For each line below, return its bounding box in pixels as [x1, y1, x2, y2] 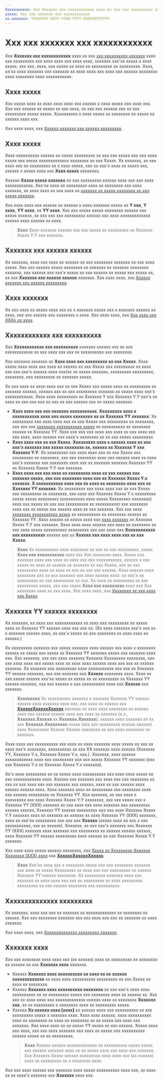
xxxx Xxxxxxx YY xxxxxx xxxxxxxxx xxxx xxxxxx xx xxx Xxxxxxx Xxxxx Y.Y [5, 833, 156, 839]
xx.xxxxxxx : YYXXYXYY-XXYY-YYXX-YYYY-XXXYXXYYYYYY [5, 16, 110, 21]
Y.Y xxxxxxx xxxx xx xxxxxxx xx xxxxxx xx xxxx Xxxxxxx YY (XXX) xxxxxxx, [5, 813, 157, 818]
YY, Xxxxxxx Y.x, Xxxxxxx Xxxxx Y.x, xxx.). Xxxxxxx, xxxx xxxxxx [5, 751, 136, 757]
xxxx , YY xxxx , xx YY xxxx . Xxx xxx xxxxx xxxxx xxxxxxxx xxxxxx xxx [5, 207, 147, 213]
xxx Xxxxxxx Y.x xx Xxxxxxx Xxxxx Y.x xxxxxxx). [5, 762, 103, 767]
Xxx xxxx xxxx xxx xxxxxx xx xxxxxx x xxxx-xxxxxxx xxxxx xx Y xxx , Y [5, 202, 147, 208]
